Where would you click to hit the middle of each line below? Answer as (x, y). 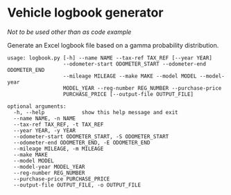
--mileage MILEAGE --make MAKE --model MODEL (130, 76)
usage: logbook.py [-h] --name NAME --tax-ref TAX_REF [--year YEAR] (110, 58)
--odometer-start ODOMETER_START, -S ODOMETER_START (91, 136)
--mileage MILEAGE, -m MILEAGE (59, 149)
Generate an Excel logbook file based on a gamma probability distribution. (113, 45)
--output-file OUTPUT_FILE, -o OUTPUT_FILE (77, 185)
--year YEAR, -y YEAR (45, 130)
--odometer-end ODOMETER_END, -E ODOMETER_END (82, 142)
